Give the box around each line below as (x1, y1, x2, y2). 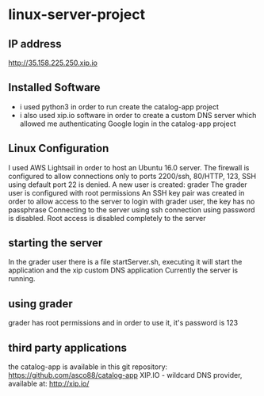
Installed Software (8, 81, 101, 94)
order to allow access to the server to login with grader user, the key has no (8, 196, 255, 206)
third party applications (8, 341, 128, 354)
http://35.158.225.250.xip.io (8, 58, 98, 67)
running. (8, 274, 36, 284)
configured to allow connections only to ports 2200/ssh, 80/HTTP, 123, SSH (8, 171, 256, 181)
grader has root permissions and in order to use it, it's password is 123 (8, 318, 239, 328)
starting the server (8, 236, 103, 250)
